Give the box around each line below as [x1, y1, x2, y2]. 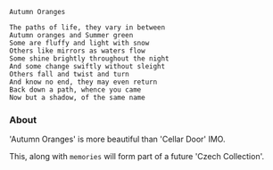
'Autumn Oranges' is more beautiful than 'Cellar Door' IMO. [9, 134, 226, 145]
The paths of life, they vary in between [9, 23, 166, 32]
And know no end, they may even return [9, 77, 158, 86]
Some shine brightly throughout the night [9, 54, 170, 63]
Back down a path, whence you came [9, 85, 142, 94]
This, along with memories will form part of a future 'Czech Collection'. [9, 151, 265, 162]
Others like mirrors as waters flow [9, 46, 145, 55]
